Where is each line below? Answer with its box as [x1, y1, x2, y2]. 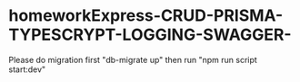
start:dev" [8, 64, 46, 75]
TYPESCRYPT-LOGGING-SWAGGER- [8, 24, 292, 45]
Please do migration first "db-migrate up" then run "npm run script [8, 54, 258, 65]
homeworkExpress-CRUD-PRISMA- [8, 5, 284, 26]
